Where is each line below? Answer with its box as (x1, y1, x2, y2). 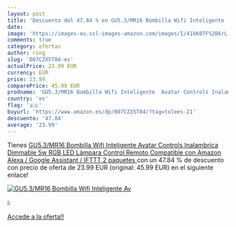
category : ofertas (7, 43, 61, 50)
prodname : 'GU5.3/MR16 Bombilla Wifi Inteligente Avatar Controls (7, 89, 209, 96)
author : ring (7, 50, 46, 57)
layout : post (7, 10, 46, 18)
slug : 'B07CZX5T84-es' (7, 56, 74, 63)
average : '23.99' (7, 121, 58, 129)
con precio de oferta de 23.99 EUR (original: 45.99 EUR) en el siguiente (7, 163, 214, 171)
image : (7, 30, 27, 37)
